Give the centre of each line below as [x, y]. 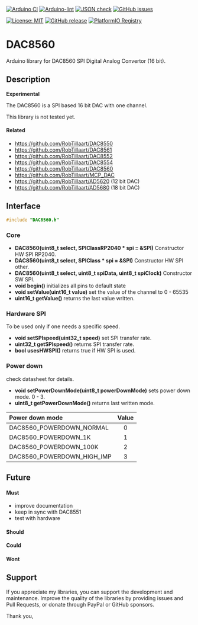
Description [28, 80]
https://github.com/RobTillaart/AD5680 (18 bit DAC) [77, 187]
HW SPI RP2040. [35, 254]
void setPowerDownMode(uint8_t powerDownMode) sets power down [103, 390]
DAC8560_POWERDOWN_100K [54, 447]
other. [22, 267]
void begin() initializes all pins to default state [70, 286]
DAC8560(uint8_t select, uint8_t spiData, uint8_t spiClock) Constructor [103, 273]
